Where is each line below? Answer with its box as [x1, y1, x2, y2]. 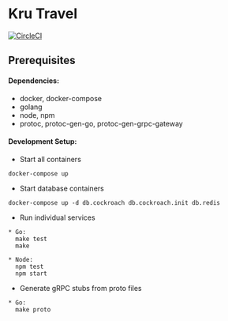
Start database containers [19, 183, 104, 193]
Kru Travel [8, 5, 78, 23]
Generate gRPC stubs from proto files [19, 283, 142, 293]
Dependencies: [8, 76, 60, 85]
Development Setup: [8, 137, 77, 146]
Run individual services [19, 213, 96, 222]
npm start [15, 270, 47, 278]
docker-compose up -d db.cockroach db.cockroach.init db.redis [8, 198, 221, 206]
